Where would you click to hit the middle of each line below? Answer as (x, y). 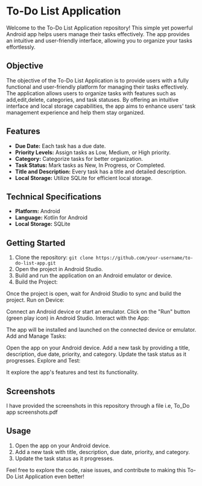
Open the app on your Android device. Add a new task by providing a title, (98, 348)
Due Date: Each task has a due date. (60, 146)
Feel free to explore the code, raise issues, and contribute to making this (96, 470)
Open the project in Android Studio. (59, 269)
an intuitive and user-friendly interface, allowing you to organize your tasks (99, 40)
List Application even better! (49, 476)
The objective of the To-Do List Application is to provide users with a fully (97, 80)
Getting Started (36, 243)
